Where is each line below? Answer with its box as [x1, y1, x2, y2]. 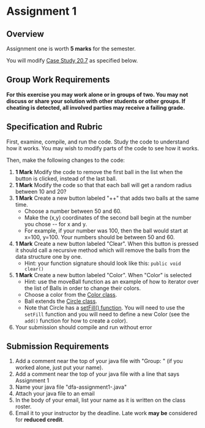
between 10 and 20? [15, 188, 67, 195]
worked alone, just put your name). [15, 364, 103, 372]
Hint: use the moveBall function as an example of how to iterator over [24, 278, 199, 285]
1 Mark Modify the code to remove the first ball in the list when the [15, 168, 183, 175]
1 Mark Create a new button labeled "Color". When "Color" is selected [15, 271, 192, 278]
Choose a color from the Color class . [24, 291, 117, 298]
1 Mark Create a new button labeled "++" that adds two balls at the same [15, 194, 199, 202]
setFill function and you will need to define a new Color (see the [24, 310, 190, 318]
